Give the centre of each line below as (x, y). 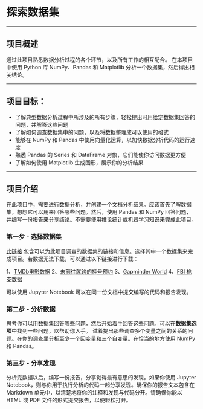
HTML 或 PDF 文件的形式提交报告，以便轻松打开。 (69, 400)
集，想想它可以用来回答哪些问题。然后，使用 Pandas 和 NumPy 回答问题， (99, 212)
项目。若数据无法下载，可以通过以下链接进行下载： (75, 259)
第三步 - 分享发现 (31, 363)
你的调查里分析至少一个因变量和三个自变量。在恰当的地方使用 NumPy (108, 338)
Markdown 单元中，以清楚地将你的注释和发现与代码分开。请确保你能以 (94, 393)
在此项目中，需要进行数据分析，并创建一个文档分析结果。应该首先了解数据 (99, 204)
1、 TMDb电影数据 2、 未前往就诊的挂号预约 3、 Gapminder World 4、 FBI (96, 271)
